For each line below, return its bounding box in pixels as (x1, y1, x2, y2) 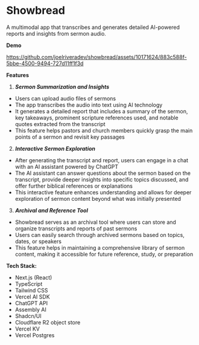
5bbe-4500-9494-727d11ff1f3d (6, 60, 84, 67)
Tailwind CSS (14, 286, 48, 294)
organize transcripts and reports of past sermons (14, 224, 137, 232)
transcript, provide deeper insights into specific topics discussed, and (14, 176, 189, 183)
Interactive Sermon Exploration (14, 145, 95, 152)
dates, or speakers (14, 238, 62, 245)
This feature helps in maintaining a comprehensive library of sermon (14, 244, 185, 251)
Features (6, 71, 29, 78)
